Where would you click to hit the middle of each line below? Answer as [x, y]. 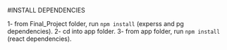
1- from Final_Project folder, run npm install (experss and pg [96, 24]
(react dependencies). [39, 39]
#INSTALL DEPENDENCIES [47, 10]
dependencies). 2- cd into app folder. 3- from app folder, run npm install [114, 31]
